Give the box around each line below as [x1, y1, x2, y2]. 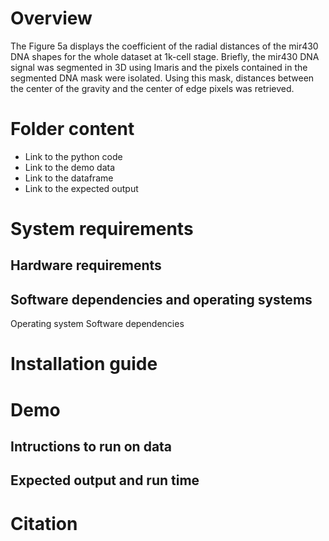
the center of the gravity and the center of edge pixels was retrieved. [10, 82, 295, 94]
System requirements [10, 218, 194, 241]
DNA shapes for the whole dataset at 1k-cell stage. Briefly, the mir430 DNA [10, 50, 320, 62]
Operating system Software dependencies [10, 318, 185, 330]
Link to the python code [24, 150, 123, 162]
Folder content [10, 118, 135, 141]
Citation [10, 512, 78, 535]
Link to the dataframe [24, 172, 114, 184]
